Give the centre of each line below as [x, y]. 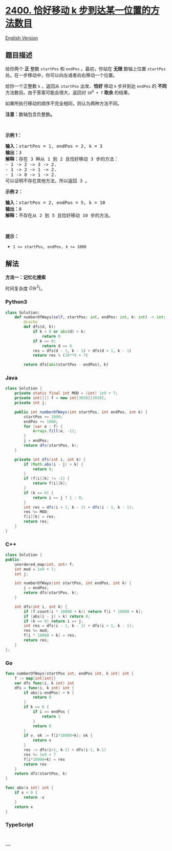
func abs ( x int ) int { [29, 788]
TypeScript [19, 825]
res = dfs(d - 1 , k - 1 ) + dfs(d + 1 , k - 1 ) [82, 351]
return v [42, 740]
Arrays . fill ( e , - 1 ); [55, 431]
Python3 [16, 302]
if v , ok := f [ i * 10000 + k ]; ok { [58, 736]
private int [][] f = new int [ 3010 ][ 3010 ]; [60, 398]
